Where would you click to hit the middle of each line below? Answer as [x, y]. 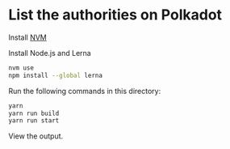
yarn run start [34, 121]
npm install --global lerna [56, 75]
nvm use [21, 68]
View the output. [36, 136]
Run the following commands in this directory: [85, 91]
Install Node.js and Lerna [50, 53]
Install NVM [27, 37]
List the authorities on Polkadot [115, 15]
